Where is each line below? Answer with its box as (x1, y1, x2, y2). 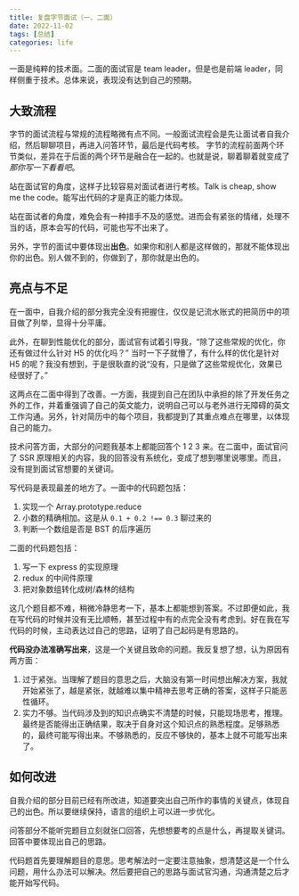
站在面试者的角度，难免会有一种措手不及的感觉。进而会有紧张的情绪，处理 (9, 211, 282, 222)
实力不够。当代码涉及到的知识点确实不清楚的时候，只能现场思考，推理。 (21, 707, 287, 718)
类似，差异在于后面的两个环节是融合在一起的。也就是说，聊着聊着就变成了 (16, 151, 290, 161)
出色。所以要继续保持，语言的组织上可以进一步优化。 (24, 806, 220, 817)
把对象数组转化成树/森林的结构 (21, 583, 135, 594)
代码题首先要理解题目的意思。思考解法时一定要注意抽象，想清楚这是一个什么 (9, 855, 290, 866)
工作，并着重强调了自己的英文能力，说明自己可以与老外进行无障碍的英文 (24, 399, 290, 410)
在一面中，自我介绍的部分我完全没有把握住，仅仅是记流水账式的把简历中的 (9, 306, 282, 316)
